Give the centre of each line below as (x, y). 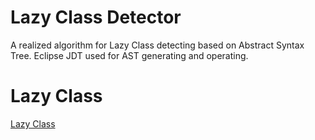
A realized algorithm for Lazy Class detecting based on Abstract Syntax (157, 45)
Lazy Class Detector (96, 17)
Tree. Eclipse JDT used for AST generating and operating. (129, 55)
